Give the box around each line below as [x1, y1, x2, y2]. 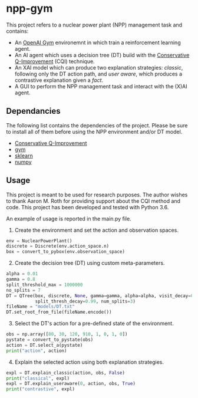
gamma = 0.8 [6, 277, 35, 282]
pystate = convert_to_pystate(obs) [6, 337, 94, 343]
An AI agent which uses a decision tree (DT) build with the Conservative [14, 51, 190, 58]
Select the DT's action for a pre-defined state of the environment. [14, 320, 174, 327]
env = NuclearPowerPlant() [6, 238, 72, 244]
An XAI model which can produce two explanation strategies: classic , [14, 64, 183, 71]
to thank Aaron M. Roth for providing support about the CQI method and [6, 197, 181, 205]
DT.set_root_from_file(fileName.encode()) [6, 309, 112, 315]
